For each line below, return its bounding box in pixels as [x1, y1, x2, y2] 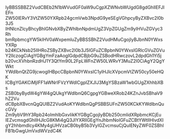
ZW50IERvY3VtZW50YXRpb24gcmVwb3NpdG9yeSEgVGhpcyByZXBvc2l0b [5, 15, 164, 21]
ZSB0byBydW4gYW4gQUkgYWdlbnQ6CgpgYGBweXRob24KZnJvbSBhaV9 [5, 90, 163, 96]
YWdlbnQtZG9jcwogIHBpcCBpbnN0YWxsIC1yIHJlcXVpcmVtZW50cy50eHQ [5, 69, 164, 75]
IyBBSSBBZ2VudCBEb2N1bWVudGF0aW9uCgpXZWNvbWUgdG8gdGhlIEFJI [5, 5, 165, 10]
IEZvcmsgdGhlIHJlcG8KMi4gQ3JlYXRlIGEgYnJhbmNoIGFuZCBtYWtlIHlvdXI [5, 117, 164, 123]
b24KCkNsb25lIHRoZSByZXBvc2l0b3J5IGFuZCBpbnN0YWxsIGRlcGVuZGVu [5, 48, 165, 53]
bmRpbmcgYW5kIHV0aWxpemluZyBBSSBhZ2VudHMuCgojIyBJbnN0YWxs [5, 36, 163, 42]
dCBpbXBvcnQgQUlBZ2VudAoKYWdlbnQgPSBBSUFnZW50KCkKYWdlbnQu [5, 101, 164, 107]
